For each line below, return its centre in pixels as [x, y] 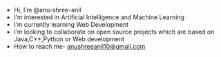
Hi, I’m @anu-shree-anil [47, 10]
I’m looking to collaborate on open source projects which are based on [114, 32]
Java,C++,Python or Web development [69, 39]
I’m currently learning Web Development [71, 24]
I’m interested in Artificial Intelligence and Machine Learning [99, 17]
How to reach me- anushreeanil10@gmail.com [79, 46]
